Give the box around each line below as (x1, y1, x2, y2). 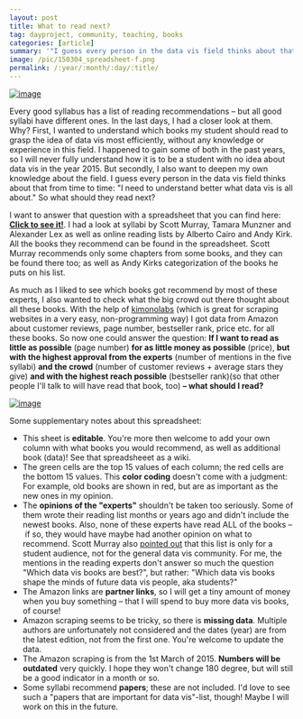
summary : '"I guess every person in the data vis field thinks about (9, 47, 277, 56)
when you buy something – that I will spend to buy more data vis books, (22, 595, 289, 606)
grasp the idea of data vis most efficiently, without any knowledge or (9, 134, 264, 145)
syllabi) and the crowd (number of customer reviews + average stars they (9, 361, 284, 372)
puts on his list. (9, 267, 66, 278)
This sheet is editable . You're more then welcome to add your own (22, 432, 271, 443)
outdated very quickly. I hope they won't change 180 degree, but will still (22, 662, 293, 673)
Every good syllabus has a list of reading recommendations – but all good (9, 106, 282, 116)
